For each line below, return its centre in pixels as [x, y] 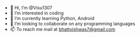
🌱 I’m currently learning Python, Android [52, 18]
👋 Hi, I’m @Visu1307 [31, 8]
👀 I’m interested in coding [37, 13]
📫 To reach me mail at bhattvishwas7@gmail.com [63, 29]
